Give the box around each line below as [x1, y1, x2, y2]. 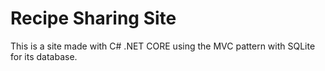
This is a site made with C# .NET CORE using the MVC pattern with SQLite [10, 40, 316, 52]
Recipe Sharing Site [10, 7, 177, 30]
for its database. [10, 50, 78, 62]
